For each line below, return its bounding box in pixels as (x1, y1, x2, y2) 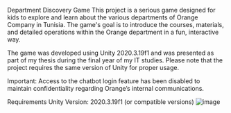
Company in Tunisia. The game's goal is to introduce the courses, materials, (7, 21, 224, 28)
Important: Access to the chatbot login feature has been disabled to (7, 77, 200, 85)
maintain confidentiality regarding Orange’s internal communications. (7, 85, 205, 92)
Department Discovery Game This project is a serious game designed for (7, 6, 216, 14)
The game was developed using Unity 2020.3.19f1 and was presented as (7, 49, 214, 57)
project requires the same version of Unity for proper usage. (7, 64, 179, 71)
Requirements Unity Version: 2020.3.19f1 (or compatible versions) (7, 98, 194, 106)
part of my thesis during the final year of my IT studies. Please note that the (7, 56, 223, 64)
